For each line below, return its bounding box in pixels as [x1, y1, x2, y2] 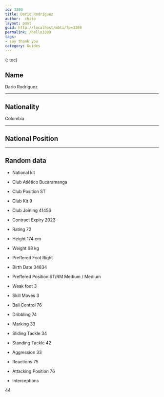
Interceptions [12, 377, 39, 383]
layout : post [5, 21, 32, 26]
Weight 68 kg [12, 245, 40, 251]
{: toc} [5, 57, 18, 63]
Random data [5, 157, 46, 165]
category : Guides [5, 43, 41, 48]
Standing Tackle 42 [12, 340, 51, 346]
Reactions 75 [12, 358, 39, 364]
